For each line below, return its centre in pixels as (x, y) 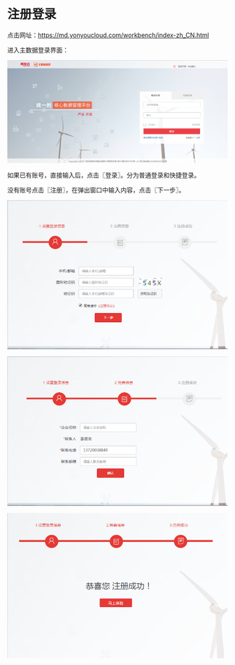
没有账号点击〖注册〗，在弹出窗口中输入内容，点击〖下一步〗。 (96, 190)
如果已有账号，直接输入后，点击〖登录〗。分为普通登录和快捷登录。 (104, 175)
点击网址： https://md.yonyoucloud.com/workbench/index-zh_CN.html (108, 35)
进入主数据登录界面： (38, 50)
